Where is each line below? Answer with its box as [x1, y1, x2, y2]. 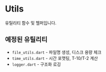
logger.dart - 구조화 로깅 [12, 61, 61, 67]
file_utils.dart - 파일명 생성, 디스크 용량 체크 [12, 49, 102, 55]
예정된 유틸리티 [5, 35, 48, 44]
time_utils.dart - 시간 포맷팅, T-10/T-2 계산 [12, 55, 98, 61]
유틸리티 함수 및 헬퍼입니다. [5, 20, 57, 26]
